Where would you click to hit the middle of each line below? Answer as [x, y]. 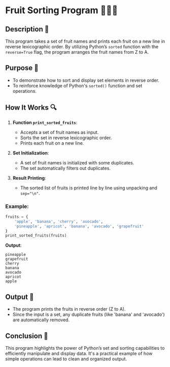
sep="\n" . [30, 193]
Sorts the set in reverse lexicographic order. [66, 138]
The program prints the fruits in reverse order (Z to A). [69, 309]
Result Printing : [29, 178]
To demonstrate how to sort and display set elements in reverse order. [86, 80]
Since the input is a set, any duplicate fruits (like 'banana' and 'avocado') [89, 315]
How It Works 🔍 [31, 108]
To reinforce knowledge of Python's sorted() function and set [77, 85]
